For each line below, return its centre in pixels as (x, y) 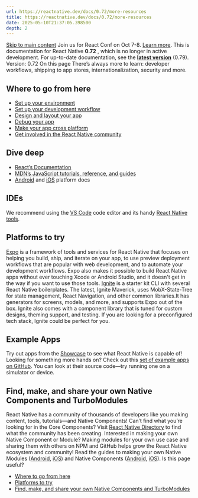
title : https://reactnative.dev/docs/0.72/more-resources (79, 17)
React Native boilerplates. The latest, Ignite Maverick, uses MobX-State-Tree (100, 289)
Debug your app (34, 122)
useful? (15, 465)
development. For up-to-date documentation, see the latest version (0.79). (98, 57)
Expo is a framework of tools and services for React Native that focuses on (97, 251)
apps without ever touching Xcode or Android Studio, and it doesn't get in (96, 277)
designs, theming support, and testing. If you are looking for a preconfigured (99, 315)
